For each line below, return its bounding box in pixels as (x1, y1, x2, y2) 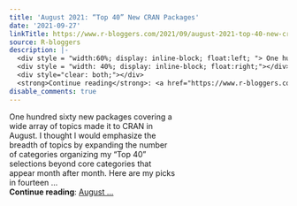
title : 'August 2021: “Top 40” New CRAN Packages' (9, 12, 200, 22)
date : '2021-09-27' (9, 21, 81, 30)
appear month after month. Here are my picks (9, 167, 175, 178)
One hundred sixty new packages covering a (9, 111, 172, 122)
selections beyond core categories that (9, 158, 152, 169)
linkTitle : (9, 29, 49, 38)
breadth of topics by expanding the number (9, 139, 168, 150)
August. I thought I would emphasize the (9, 130, 156, 141)
